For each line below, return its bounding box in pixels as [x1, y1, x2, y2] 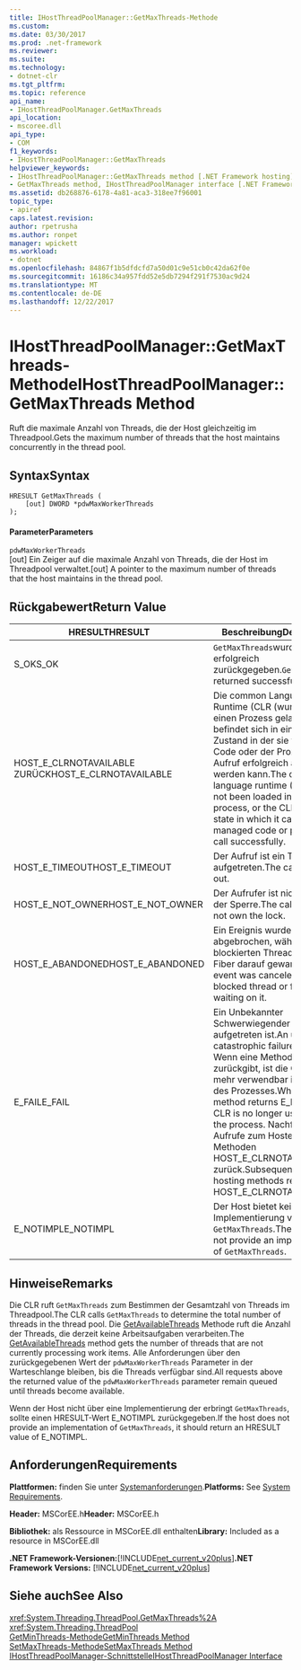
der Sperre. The [213, 898, 278, 911]
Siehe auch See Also [9, 1588, 124, 1604]
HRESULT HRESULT [68, 626, 150, 639]
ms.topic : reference [9, 88, 87, 97]
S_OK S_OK [13, 658, 59, 670]
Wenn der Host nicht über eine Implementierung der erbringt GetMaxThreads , [9, 1402, 289, 1413]
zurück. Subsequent [213, 1163, 296, 1176]
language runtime [213, 779, 288, 791]
